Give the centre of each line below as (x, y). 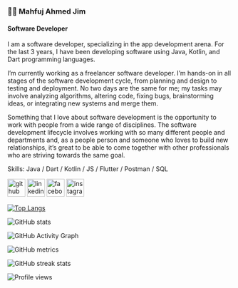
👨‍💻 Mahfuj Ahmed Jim (47, 11)
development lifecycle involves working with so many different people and (117, 133)
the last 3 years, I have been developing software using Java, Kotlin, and (114, 52)
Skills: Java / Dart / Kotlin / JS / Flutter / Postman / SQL (88, 169)
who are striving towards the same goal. (66, 155)
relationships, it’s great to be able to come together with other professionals (118, 148)
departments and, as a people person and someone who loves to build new (118, 140)
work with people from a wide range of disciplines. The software (102, 125)
